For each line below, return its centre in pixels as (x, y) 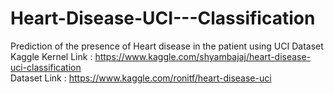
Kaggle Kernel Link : (51, 56)
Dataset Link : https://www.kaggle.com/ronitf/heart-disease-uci (141, 78)
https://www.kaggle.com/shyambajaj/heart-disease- (203, 56)
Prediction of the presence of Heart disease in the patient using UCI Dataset (167, 46)
